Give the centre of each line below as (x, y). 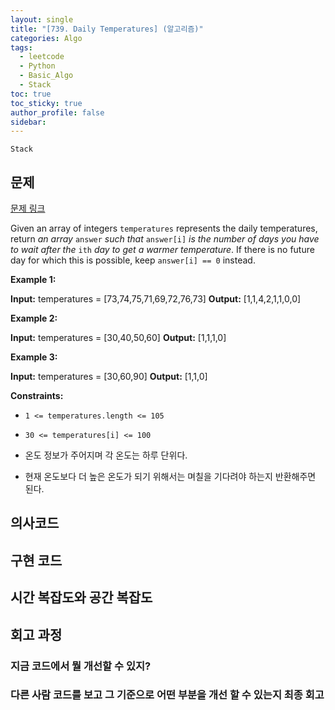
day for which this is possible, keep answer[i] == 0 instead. (133, 260)
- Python (37, 66)
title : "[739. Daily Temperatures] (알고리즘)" (107, 29)
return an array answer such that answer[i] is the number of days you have (165, 239)
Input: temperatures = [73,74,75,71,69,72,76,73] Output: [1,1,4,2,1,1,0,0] (156, 299)
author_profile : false (57, 112)
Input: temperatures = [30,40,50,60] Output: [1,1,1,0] (118, 338)
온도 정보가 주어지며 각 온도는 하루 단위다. (106, 455)
